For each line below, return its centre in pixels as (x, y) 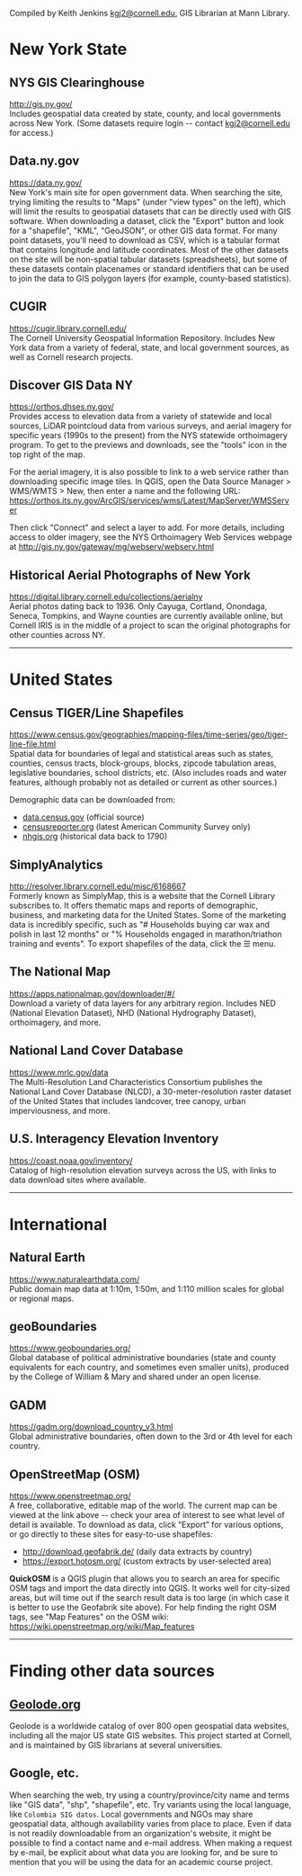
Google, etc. (44, 1773)
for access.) (31, 133)
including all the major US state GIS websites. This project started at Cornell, (151, 1735)
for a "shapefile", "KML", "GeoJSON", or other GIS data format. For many (143, 230)
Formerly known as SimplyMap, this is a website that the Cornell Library (142, 896)
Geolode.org (45, 1704)
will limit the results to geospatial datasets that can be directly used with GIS (151, 211)
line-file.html (33, 744)
